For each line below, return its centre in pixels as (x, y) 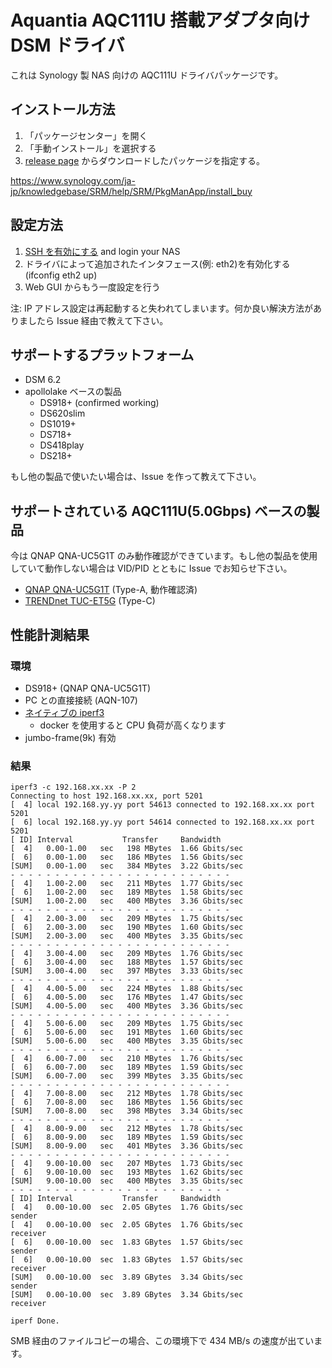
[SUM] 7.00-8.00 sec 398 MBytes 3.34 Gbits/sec (127, 1111)
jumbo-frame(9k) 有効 (70, 737)
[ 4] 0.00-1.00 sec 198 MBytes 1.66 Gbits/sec (127, 849)
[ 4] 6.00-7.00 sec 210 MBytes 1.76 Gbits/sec (127, 1059)
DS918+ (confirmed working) (99, 403)
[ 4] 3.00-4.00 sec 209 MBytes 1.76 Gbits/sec (127, 954)
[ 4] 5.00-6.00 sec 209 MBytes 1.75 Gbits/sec (127, 1024)
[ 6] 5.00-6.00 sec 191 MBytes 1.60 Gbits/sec (127, 1032)
